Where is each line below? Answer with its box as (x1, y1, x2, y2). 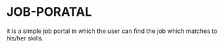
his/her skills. (6, 34, 44, 42)
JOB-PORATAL (6, 4, 92, 20)
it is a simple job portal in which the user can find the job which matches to (6, 27, 218, 35)
